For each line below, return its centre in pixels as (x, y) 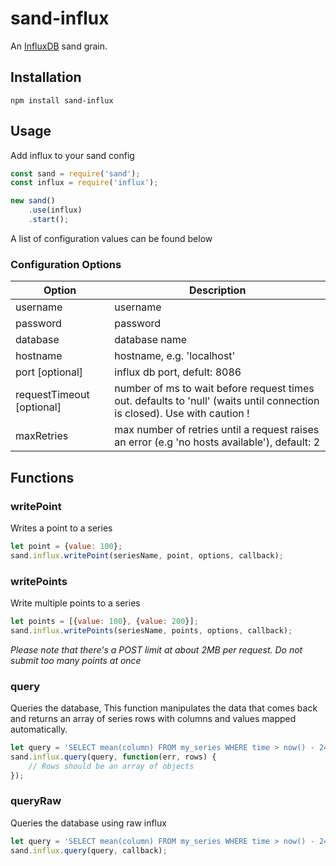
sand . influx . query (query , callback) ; (89, 850)
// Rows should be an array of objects (111, 766)
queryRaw (36, 801)
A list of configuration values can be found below (111, 238)
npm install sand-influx (62, 100)
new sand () (33, 201)
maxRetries (42, 436)
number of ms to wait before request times (214, 389)
